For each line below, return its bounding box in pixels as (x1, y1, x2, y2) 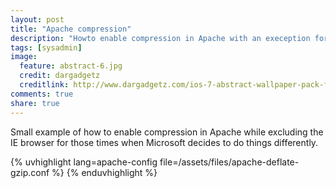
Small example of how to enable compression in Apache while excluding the (10, 126, 324, 138)
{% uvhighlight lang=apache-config (10, 156, 158, 168)
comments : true (10, 89, 74, 99)
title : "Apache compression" (10, 24, 132, 34)
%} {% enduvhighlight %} (51, 166, 158, 178)
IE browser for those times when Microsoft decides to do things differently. (10, 136, 319, 148)
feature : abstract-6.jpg (19, 61, 123, 71)
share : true (10, 98, 60, 108)
